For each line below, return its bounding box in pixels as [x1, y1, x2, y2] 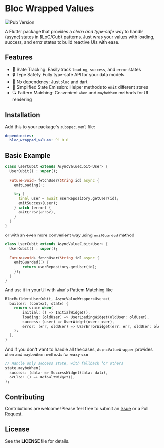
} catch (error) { [14, 205, 51, 210]
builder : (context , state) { [9, 301, 69, 306]
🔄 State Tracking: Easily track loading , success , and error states [12, 66, 141, 72]
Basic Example [5, 151, 51, 160]
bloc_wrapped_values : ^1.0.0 [9, 138, 69, 142]
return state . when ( [14, 306, 54, 310]
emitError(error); [18, 210, 56, 214]
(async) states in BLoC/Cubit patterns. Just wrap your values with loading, [5, 34, 155, 40]
